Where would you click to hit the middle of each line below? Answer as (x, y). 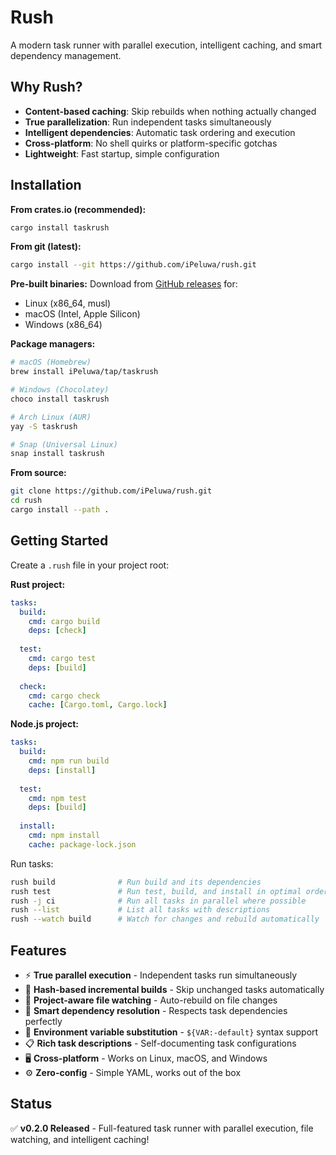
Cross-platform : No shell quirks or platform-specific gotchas (151, 143)
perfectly (43, 1021)
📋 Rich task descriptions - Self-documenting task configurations (160, 1043)
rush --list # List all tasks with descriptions (140, 910)
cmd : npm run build (69, 761)
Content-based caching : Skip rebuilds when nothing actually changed (170, 111)
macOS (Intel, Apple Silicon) (82, 314)
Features (38, 950)
